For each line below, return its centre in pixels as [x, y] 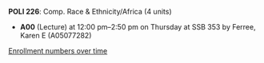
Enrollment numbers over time [58, 51]
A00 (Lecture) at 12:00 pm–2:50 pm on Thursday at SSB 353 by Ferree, [138, 27]
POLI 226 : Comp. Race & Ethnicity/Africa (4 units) [90, 12]
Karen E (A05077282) [56, 35]
